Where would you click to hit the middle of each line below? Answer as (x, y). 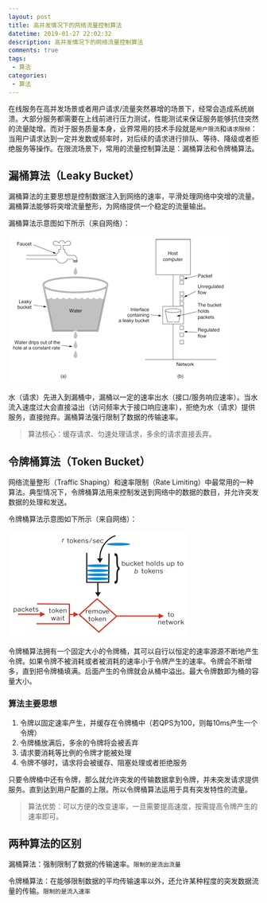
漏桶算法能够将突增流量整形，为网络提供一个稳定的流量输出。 (109, 206)
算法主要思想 (33, 704)
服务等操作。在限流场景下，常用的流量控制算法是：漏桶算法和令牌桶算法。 (137, 148)
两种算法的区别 (45, 843)
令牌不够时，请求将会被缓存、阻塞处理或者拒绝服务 (103, 762)
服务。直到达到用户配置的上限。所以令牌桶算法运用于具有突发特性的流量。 (130, 789)
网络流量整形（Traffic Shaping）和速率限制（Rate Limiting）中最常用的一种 (131, 482)
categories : (28, 76)
